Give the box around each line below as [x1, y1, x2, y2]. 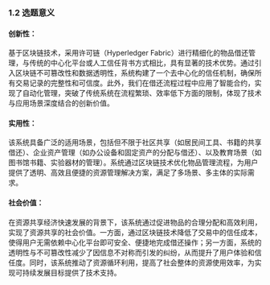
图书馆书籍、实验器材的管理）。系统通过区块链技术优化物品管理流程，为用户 [8, 158, 259, 167]
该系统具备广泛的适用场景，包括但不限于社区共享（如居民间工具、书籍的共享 [8, 138, 262, 147]
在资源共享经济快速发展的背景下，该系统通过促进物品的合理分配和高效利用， [8, 217, 262, 227]
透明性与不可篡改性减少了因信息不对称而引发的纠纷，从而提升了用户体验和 [8, 247, 255, 257]
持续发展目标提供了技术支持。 [22, 267, 121, 277]
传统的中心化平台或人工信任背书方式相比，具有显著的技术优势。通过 [29, 58, 255, 68]
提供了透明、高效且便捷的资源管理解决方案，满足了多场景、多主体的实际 [8, 167, 247, 178]
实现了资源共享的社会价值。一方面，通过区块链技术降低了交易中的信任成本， [8, 227, 262, 237]
